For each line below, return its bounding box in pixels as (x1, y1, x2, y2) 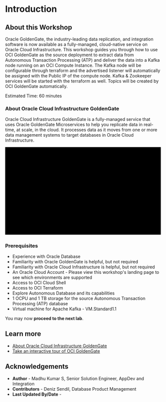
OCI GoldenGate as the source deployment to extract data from (5, 52, 134, 58)
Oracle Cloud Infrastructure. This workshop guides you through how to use (5, 47, 158, 52)
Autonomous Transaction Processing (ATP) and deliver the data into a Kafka (5, 57, 160, 63)
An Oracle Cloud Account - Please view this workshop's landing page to (12, 269, 160, 275)
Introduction (5, 3, 57, 15)
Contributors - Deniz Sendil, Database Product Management (12, 386, 137, 392)
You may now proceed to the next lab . (5, 316, 84, 322)
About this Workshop (5, 23, 73, 32)
